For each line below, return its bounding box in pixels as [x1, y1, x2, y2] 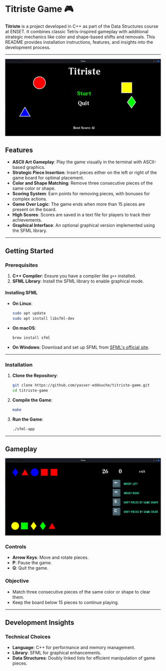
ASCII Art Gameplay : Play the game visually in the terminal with [12, 159, 142, 165]
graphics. [26, 164, 45, 170]
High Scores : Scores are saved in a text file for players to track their [12, 212, 151, 218]
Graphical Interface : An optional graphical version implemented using [12, 223, 155, 228]
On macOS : [12, 325, 36, 331]
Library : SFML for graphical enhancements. [12, 650, 102, 656]
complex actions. [12, 196, 47, 202]
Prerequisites [5, 261, 38, 268]
